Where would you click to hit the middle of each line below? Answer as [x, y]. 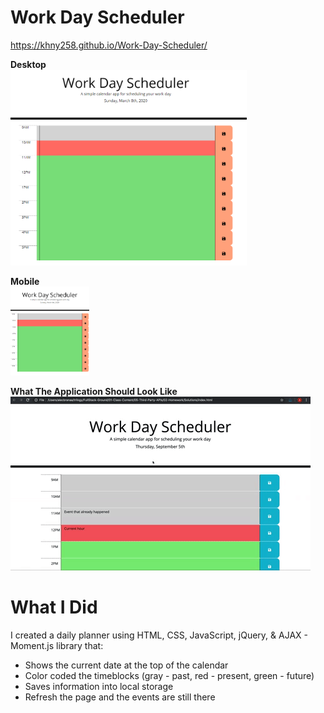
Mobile [25, 281]
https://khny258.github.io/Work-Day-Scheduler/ [109, 45]
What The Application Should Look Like [94, 392]
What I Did [54, 607]
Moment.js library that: [57, 645]
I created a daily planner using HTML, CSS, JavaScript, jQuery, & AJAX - [159, 635]
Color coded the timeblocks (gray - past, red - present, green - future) [169, 675]
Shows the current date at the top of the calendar [126, 665]
